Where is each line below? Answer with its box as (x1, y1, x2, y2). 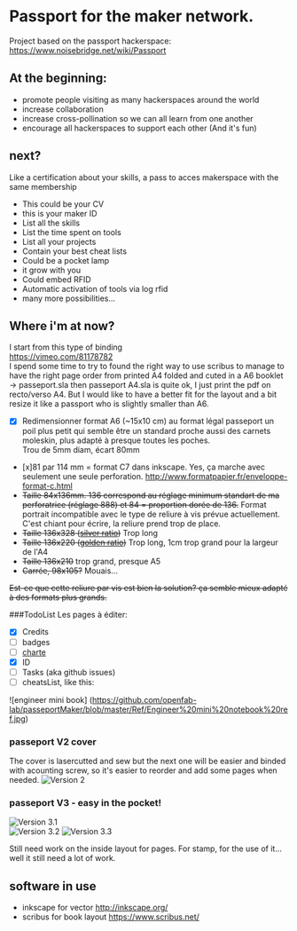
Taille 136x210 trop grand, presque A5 (21, 556, 161, 567)
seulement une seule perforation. (21, 471, 144, 482)
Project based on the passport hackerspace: (9, 36, 172, 46)
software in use (9, 879, 97, 894)
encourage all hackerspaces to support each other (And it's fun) (21, 122, 257, 133)
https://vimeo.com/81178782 (9, 351, 113, 362)
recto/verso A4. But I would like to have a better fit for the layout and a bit (9, 389, 277, 400)
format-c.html (21, 481, 73, 492)
